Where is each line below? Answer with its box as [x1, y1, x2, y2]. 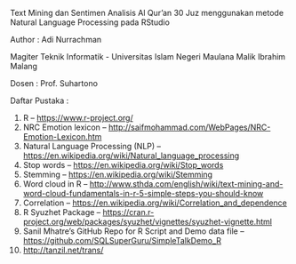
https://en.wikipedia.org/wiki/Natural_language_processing [22, 150, 240, 161]
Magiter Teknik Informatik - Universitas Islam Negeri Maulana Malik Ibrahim [10, 52, 286, 61]
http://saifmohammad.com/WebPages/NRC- [108, 122, 271, 132]
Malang [10, 61, 38, 71]
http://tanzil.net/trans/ [22, 244, 104, 255]
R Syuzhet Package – [22, 207, 101, 217]
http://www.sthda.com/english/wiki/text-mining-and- [89, 179, 284, 189]
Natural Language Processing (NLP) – [22, 141, 162, 151]
